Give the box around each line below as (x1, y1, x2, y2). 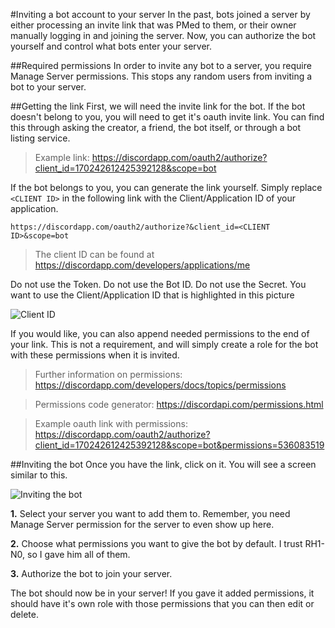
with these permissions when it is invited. (10, 349, 180, 361)
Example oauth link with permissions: (34, 418, 188, 429)
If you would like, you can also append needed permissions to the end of (10, 328, 310, 339)
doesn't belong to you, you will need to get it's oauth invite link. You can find (10, 111, 325, 123)
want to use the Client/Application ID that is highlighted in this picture (10, 289, 295, 301)
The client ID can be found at (34, 249, 155, 260)
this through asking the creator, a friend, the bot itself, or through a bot (10, 122, 302, 133)
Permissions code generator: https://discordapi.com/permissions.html (34, 399, 324, 410)
